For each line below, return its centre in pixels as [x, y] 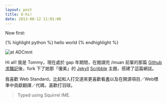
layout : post [19, 10]
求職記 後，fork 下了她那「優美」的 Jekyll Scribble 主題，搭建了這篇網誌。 [81, 69]
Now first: [15, 33]
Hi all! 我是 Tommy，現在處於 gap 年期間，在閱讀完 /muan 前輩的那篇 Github [83, 62]
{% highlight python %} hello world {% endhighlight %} [62, 43]
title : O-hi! [19, 14]
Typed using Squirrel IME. [44, 95]
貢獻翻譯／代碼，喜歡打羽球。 [44, 85]
